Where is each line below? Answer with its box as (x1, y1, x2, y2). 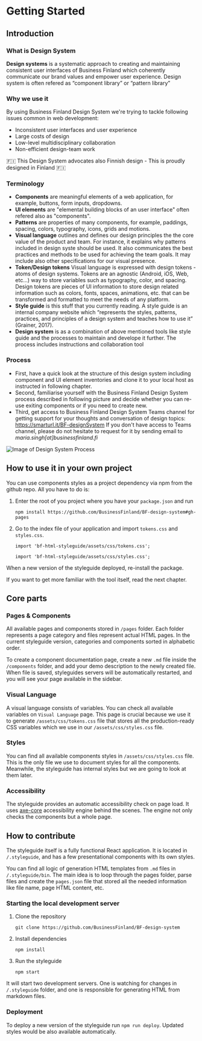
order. (6, 645, 21, 652)
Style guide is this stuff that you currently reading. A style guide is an (14, 302, 188, 309)
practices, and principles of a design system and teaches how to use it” (14, 315, 193, 323)
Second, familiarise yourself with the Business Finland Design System (14, 388, 189, 396)
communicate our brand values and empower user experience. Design (6, 73, 181, 80)
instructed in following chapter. (14, 382, 92, 390)
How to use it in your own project (6, 463, 133, 474)
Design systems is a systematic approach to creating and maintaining (6, 60, 181, 67)
